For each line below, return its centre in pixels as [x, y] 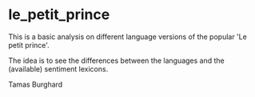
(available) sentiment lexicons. [58, 68]
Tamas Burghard [36, 84]
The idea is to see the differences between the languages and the [117, 60]
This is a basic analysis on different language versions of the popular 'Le [128, 37]
